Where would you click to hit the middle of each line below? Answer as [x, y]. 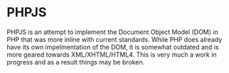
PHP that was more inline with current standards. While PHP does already [114, 39]
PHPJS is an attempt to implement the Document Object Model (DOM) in [112, 32]
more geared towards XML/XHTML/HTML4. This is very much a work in [112, 55]
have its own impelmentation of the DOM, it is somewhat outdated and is [113, 47]
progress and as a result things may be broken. [76, 62]
